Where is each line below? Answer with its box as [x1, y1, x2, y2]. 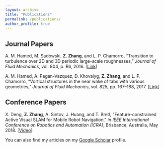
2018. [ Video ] [5, 127, 33, 133]
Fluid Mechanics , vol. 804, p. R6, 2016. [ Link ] [5, 63, 98, 70]
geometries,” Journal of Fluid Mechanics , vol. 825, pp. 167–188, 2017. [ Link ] [5, 84, 160, 90]
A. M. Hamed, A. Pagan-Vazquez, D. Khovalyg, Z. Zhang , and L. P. [5, 73, 141, 79]
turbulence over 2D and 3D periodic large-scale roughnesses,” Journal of [5, 58, 156, 64]
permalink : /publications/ [5, 16, 61, 21]
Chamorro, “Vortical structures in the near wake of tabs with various [5, 78, 145, 85]
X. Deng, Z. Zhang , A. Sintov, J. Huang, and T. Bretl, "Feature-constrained [5, 111, 157, 117]
